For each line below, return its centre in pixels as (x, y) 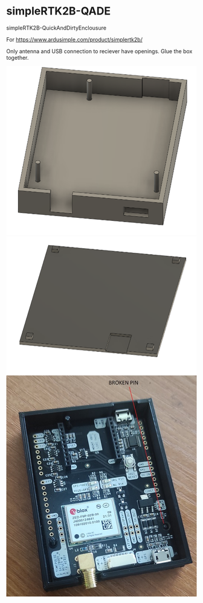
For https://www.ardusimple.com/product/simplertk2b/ (75, 39)
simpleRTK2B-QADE (58, 11)
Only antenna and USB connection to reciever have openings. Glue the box (99, 51)
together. (18, 57)
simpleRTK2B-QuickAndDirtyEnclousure (56, 28)
